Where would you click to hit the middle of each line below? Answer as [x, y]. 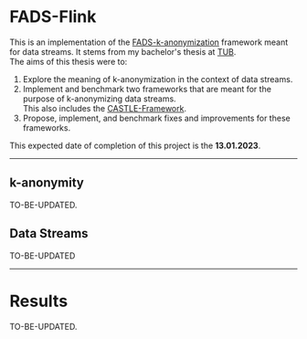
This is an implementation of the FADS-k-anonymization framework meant [149, 42]
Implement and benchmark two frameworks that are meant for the [147, 89]
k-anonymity [47, 183]
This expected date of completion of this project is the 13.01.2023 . [135, 145]
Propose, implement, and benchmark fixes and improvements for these [156, 118]
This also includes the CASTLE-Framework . [105, 108]
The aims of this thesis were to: [69, 61]
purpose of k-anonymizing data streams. [99, 99]
